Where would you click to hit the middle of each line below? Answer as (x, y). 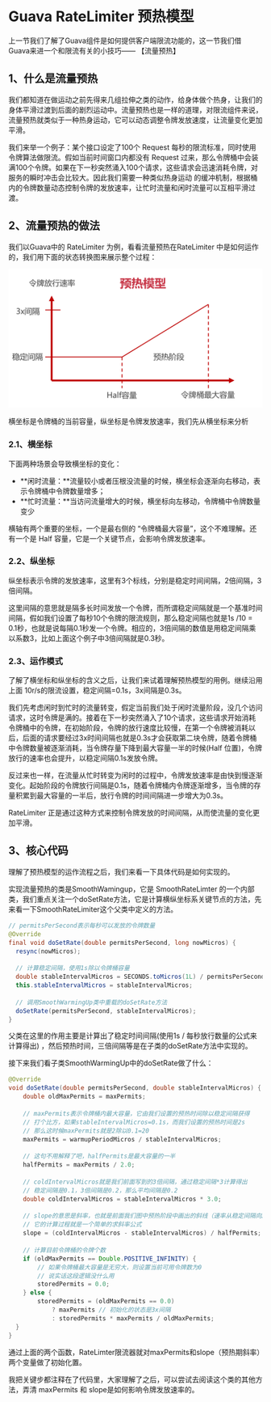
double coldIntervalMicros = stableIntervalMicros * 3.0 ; (122, 1199)
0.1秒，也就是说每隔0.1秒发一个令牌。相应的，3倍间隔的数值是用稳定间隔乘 (132, 628)
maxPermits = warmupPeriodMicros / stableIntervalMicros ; (122, 1139)
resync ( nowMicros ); (48, 951)
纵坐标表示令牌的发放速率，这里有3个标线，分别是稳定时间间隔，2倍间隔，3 (135, 580)
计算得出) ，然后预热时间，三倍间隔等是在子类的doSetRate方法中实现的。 (130, 1046)
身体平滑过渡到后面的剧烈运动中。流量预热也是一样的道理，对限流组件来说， (135, 109)
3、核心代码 (38, 851)
